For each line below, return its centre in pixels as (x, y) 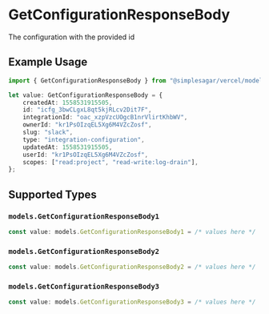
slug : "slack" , (48, 132)
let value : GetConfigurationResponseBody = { (85, 95)
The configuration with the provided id (72, 37)
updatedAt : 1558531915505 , (68, 147)
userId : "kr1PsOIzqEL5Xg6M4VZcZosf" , (86, 155)
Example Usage (48, 62)
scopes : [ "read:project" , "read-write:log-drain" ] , (110, 162)
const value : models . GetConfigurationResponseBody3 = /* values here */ (132, 302)
